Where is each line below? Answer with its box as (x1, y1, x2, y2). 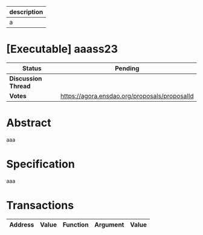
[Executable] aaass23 (6, 42, 118, 56)
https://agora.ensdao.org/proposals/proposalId (60, 91, 194, 100)
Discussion (9, 74, 42, 82)
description (9, 8, 43, 16)
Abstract (6, 116, 51, 130)
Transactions (6, 199, 74, 212)
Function (62, 220, 89, 229)
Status (22, 64, 42, 72)
